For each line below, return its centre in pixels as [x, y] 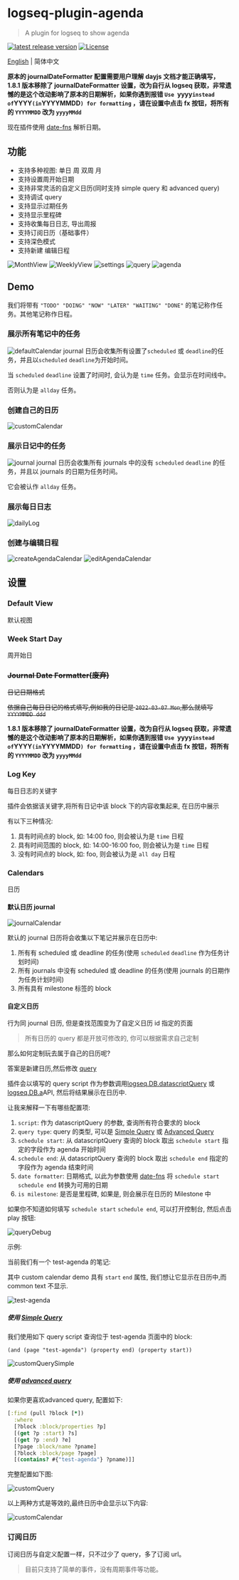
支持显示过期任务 [43, 206]
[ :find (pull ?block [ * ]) [46, 1413]
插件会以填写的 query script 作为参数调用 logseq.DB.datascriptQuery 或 [111, 1084]
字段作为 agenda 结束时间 [55, 1167]
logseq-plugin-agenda [76, 13]
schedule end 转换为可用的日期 [63, 1185]
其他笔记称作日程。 [48, 314]
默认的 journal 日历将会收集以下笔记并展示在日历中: [83, 938]
